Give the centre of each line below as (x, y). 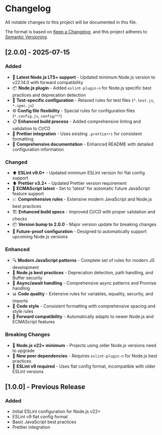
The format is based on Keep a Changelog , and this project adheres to (76, 31)
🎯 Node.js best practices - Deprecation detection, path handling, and (83, 273)
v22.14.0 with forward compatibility (48, 82)
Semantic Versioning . (27, 37)
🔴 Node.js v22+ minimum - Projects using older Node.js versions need (84, 345)
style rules (23, 311)
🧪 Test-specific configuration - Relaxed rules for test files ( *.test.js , (83, 100)
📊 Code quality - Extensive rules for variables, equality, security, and (83, 294)
